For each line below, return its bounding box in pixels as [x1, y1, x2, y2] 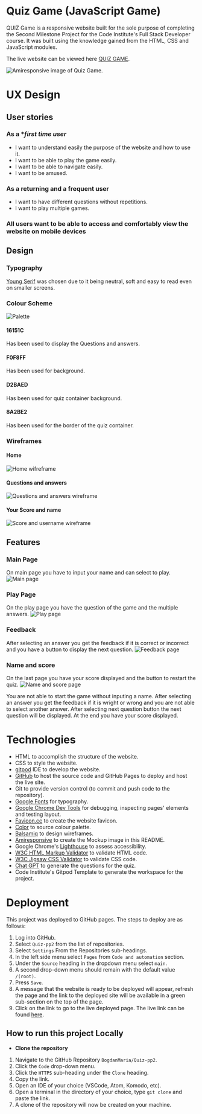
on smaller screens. [6, 284, 55, 291]
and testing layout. [14, 810, 62, 818]
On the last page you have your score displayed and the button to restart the [6, 674, 196, 681]
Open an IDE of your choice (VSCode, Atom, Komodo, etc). [14, 1081, 162, 1089]
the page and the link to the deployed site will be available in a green [14, 991, 186, 999]
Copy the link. [14, 1075, 50, 1083]
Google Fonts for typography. [14, 798, 89, 805]
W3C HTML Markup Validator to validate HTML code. [14, 849, 148, 856]
